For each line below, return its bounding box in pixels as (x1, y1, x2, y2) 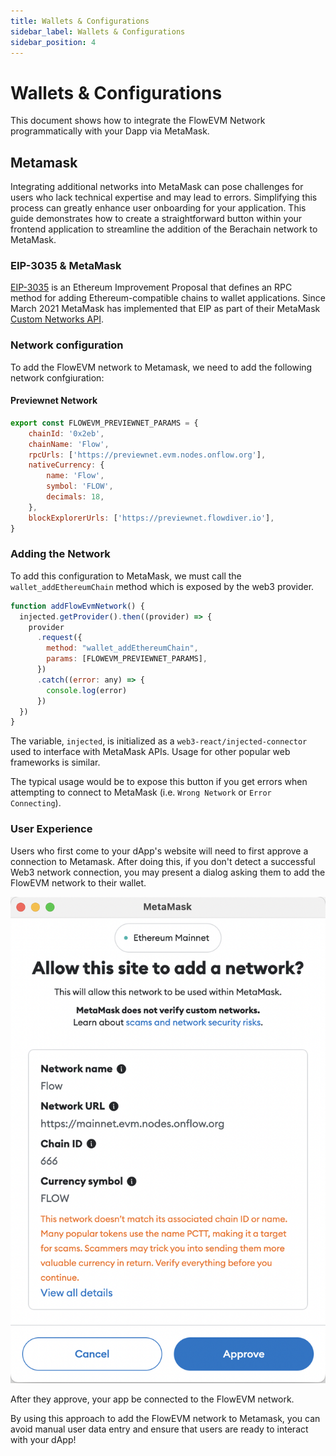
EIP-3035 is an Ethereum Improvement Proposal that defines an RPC (10, 281, 293, 294)
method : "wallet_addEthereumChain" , (46, 643, 199, 654)
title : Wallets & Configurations (10, 16, 150, 26)
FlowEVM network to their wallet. (10, 876, 147, 889)
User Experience (10, 822, 93, 836)
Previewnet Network (10, 395, 98, 407)
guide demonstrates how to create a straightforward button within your (10, 213, 303, 225)
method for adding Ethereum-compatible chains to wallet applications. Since (10, 292, 326, 304)
